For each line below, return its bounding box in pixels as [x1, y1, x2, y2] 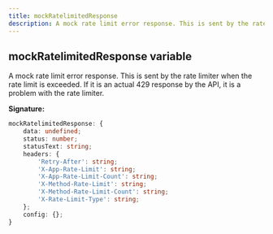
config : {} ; [23, 210, 63, 219]
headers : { [23, 149, 60, 158]
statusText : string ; [23, 142, 93, 150]
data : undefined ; [23, 128, 82, 136]
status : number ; [23, 135, 79, 143]
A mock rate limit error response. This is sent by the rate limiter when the [8, 71, 253, 81]
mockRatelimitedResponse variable [8, 50, 193, 63]
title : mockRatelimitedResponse [8, 11, 118, 20]
